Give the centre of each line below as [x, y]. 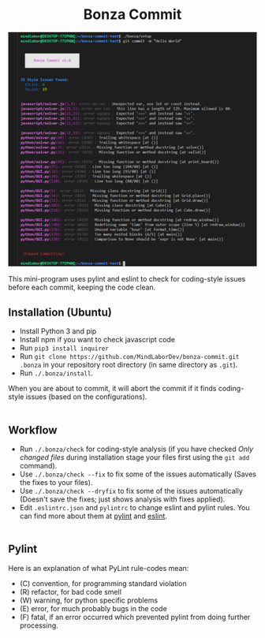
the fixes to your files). [56, 483]
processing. [39, 625]
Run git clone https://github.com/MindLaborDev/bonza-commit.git [129, 356]
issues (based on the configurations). [86, 397]
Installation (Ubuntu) [60, 312]
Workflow [33, 430]
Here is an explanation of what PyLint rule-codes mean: [99, 568]
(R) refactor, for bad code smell [71, 591]
